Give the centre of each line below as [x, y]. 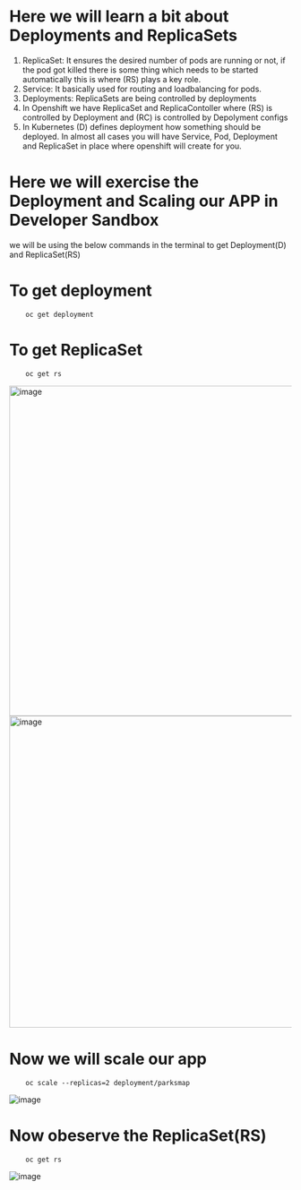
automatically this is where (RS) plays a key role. [112, 79]
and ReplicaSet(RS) [45, 254]
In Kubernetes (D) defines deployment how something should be [142, 126]
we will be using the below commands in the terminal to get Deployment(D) [148, 244]
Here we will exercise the [104, 182]
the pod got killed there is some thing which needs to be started [140, 70]
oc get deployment [60, 314]
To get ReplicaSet [76, 350]
